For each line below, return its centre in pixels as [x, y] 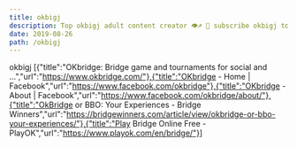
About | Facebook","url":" [55, 96]
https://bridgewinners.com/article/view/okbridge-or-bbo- [171, 114]
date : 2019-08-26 [41, 34]
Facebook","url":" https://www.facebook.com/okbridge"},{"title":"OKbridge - [148, 86]
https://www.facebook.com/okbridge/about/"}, [186, 96]
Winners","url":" [38, 114]
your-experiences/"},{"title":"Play [70, 124]
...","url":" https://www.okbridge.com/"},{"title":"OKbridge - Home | [130, 77]
